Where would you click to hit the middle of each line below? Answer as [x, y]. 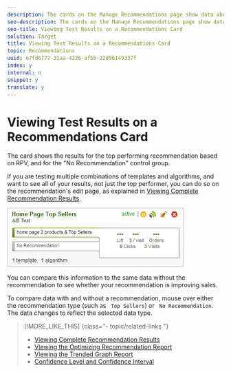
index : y [20, 65]
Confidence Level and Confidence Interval [94, 362]
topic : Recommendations [41, 51]
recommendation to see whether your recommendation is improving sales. [112, 285]
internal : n [24, 72]
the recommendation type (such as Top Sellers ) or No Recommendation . [110, 306]
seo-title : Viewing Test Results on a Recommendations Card [95, 29]
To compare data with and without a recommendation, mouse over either [110, 298]
